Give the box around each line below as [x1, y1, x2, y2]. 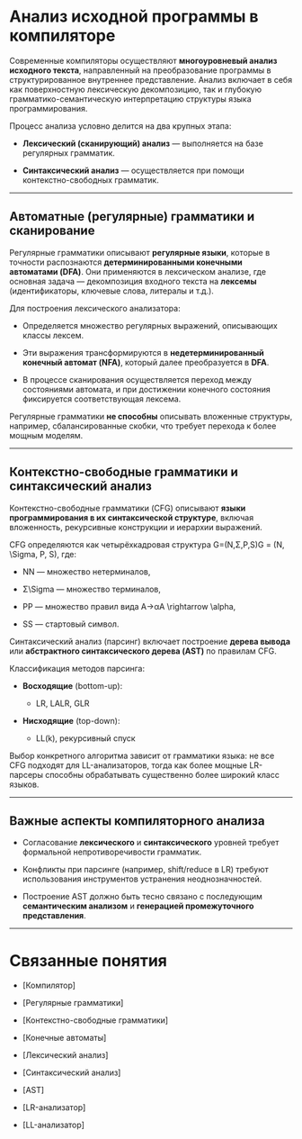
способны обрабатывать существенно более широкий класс [44, 769, 280, 780]
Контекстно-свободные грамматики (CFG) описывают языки [9, 502, 246, 513]
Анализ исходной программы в [9, 6, 259, 27]
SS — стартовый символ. [22, 619, 120, 629]
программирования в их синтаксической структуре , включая [9, 511, 254, 523]
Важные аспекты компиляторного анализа [9, 813, 265, 828]
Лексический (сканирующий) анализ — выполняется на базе [22, 138, 263, 149]
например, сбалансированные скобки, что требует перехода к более [9, 420, 277, 431]
